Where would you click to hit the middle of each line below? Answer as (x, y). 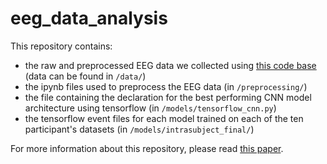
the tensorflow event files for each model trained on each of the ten (164, 118)
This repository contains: (61, 46)
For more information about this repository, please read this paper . (147, 148)
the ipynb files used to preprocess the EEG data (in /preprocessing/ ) (166, 86)
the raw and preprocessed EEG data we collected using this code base (170, 65)
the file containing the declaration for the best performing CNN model (168, 97)
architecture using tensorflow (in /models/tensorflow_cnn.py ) (150, 108)
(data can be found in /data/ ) (85, 76)
